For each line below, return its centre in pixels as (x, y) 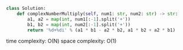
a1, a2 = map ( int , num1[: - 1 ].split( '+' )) (79, 19)
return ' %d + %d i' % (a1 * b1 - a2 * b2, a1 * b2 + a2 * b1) (102, 30)
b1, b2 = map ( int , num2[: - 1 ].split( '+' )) (79, 24)
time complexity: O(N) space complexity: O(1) (61, 41)
